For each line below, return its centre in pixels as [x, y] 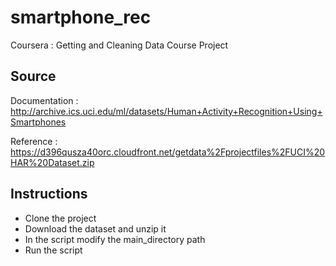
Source [33, 76]
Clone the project [60, 218]
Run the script [53, 250]
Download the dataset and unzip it [95, 228]
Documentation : [44, 100]
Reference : [34, 141]
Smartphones [38, 122]
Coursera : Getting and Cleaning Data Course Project [119, 45]
